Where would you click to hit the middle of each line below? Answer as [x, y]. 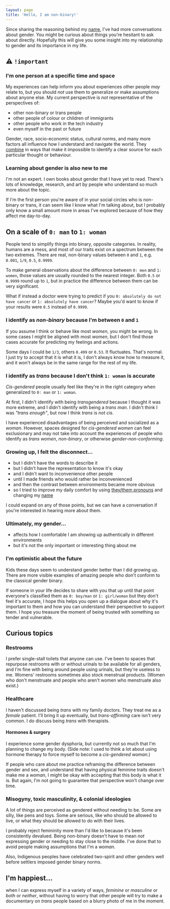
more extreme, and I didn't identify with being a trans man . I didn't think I [82, 407]
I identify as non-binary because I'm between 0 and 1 [72, 320]
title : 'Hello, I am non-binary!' [42, 15]
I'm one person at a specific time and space [60, 76]
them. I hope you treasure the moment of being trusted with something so [83, 612]
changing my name [33, 495]
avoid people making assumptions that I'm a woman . [61, 847]
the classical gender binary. [35, 580]
